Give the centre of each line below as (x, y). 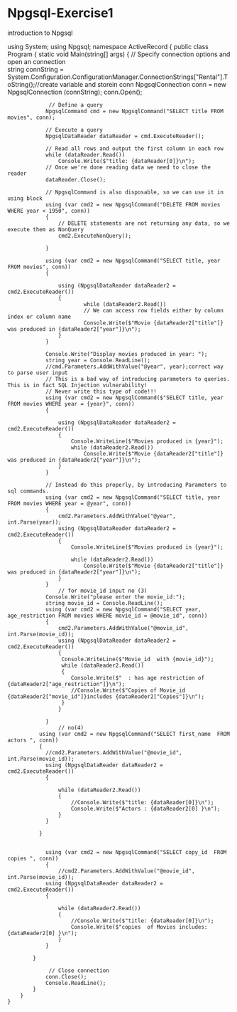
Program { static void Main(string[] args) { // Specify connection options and (119, 54)
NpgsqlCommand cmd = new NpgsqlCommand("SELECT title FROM (134, 111)
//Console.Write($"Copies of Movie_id (128, 690)
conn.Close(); (66, 976)
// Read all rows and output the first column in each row (134, 148)
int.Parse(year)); (34, 522)
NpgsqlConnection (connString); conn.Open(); (75, 92)
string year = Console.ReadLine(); (98, 360)
